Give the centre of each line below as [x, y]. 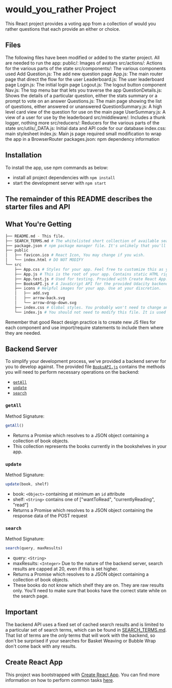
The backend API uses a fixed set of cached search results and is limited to [85, 624]
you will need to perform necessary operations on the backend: [72, 372]
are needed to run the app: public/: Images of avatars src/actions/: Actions [84, 63]
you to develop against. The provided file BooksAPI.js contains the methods [85, 367]
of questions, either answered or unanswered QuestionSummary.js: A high [84, 106]
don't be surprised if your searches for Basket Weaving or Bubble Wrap [81, 640]
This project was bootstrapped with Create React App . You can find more [82, 675]
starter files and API [38, 207]
